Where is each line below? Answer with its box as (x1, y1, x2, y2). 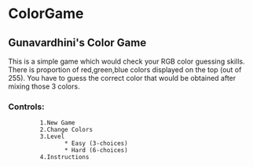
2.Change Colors (39, 126, 93, 134)
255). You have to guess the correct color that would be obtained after (8, 74, 236, 82)
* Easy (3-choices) (64, 140, 128, 147)
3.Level (39, 133, 65, 141)
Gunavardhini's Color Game (8, 36, 147, 49)
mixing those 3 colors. (8, 82, 80, 91)
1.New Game (39, 119, 76, 127)
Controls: (8, 101, 45, 112)
